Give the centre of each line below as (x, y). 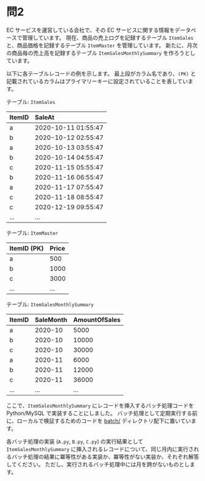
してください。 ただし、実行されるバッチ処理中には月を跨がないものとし (98, 464)
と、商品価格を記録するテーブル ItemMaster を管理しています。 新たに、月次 (102, 45)
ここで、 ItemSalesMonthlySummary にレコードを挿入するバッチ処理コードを (100, 405)
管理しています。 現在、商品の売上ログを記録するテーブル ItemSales (108, 37)
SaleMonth (51, 320)
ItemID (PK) (27, 248)
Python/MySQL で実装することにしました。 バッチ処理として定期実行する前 (102, 413)
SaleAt (45, 117)
